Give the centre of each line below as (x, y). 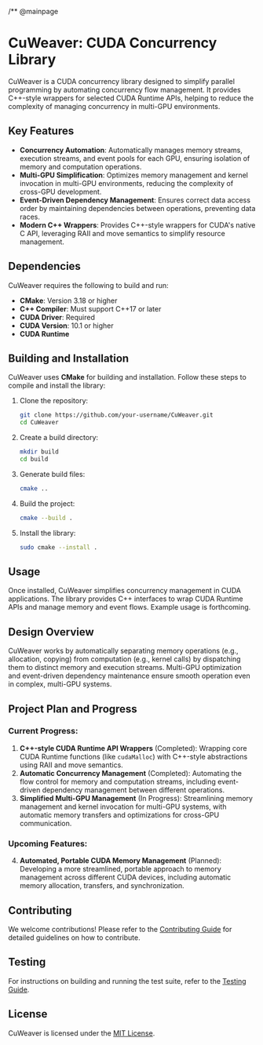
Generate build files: (52, 474)
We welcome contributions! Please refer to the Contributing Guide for (120, 929)
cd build (34, 459)
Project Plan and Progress (73, 709)
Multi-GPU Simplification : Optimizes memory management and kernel (134, 175)
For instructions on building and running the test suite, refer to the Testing (127, 981)
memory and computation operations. (80, 166)
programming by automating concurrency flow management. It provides (124, 89)
